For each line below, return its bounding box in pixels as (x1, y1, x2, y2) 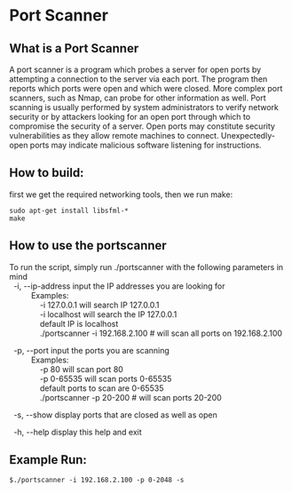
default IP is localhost (39, 318, 119, 329)
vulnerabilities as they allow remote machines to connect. (9, 131, 219, 140)
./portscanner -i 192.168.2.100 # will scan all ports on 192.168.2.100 (39, 328, 282, 338)
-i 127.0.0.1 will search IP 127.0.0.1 (39, 299, 160, 310)
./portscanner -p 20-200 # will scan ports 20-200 (39, 392, 222, 402)
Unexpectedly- (220, 131, 275, 140)
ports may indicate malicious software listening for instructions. (29, 139, 262, 150)
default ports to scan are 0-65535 (39, 383, 164, 394)
